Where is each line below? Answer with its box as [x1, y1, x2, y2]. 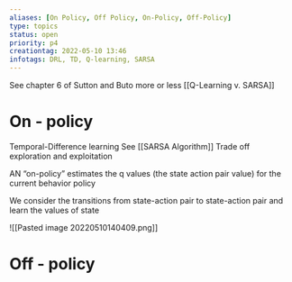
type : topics [9, 22, 59, 31]
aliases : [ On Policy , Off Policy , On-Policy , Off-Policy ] [9, 13, 232, 23]
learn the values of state [9, 205, 100, 215]
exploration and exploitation [9, 150, 113, 161]
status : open [9, 30, 59, 39]
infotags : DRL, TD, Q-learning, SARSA [9, 55, 155, 64]
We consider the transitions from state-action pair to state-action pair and [9, 195, 284, 205]
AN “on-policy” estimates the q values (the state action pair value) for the [9, 168, 282, 178]
